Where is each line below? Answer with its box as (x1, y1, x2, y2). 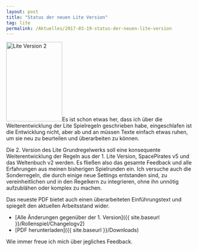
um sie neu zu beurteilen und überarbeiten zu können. (6, 135, 140, 142)
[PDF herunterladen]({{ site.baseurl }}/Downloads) (14, 227, 139, 234)
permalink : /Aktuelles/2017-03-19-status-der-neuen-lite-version (6, 25, 172, 32)
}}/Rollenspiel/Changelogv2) (14, 220, 85, 227)
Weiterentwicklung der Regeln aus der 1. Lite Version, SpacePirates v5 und (6, 153, 190, 160)
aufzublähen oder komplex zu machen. (6, 184, 103, 191)
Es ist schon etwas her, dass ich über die (62, 116, 163, 123)
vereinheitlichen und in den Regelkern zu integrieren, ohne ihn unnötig (6, 178, 179, 185)
